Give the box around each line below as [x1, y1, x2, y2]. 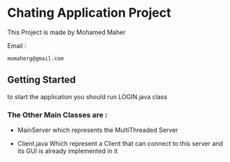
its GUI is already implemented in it [17, 147, 118, 155]
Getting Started [7, 74, 76, 86]
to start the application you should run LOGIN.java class [7, 92, 168, 101]
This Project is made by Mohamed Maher [7, 28, 126, 36]
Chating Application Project [7, 5, 171, 21]
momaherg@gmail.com [7, 54, 64, 62]
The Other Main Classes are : [7, 110, 108, 119]
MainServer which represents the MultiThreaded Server [17, 126, 178, 134]
